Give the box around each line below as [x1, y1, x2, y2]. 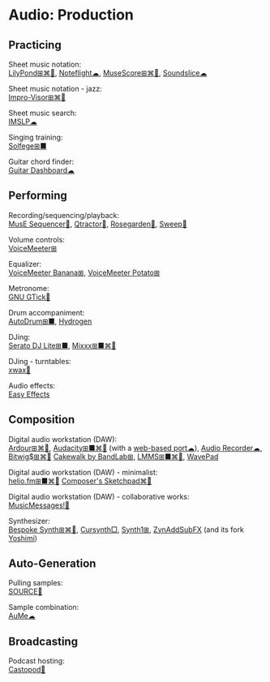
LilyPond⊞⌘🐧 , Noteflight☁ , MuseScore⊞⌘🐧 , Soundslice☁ [8, 68, 208, 78]
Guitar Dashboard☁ [8, 165, 75, 175]
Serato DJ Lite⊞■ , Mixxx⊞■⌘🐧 [8, 341, 117, 350]
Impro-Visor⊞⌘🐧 [8, 92, 66, 102]
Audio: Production [8, 6, 134, 24]
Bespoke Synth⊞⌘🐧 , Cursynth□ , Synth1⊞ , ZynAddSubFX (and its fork [8, 525, 245, 534]
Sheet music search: [8, 108, 77, 118]
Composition [8, 413, 75, 427]
